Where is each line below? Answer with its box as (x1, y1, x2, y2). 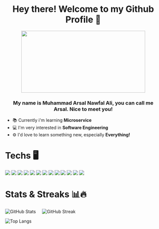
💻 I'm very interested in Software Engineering (12, 125, 108, 131)
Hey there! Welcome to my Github (12, 3, 155, 15)
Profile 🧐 (65, 14, 102, 25)
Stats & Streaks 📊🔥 (5, 189, 87, 200)
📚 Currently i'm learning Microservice (12, 117, 92, 123)
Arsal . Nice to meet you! (53, 106, 113, 113)
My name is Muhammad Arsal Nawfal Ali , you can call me (13, 99, 154, 106)
